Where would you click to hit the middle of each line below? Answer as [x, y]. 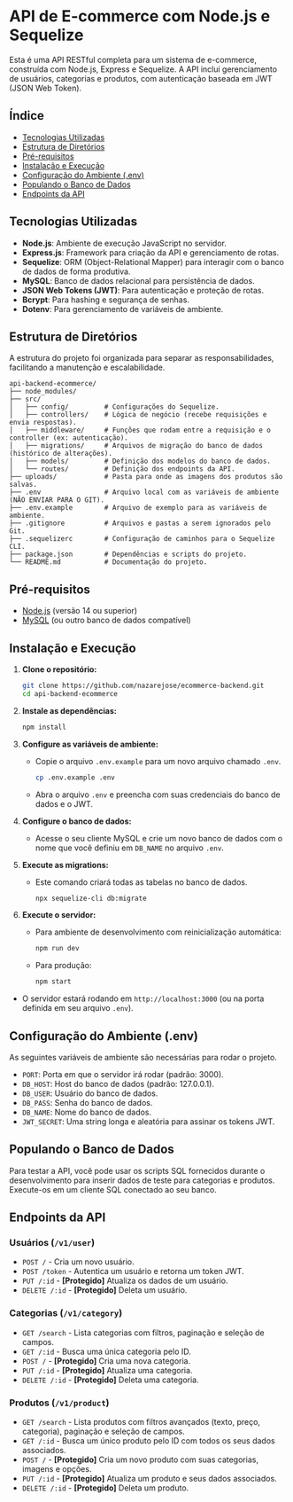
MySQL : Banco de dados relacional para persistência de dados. [138, 280]
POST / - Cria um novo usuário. [78, 1262]
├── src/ [25, 399]
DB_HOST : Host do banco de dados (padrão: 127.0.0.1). [118, 1083]
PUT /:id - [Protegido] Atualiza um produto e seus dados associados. [149, 1479]
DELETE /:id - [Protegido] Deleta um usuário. [104, 1290]
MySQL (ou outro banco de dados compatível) [107, 620]
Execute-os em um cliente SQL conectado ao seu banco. [113, 1189]
